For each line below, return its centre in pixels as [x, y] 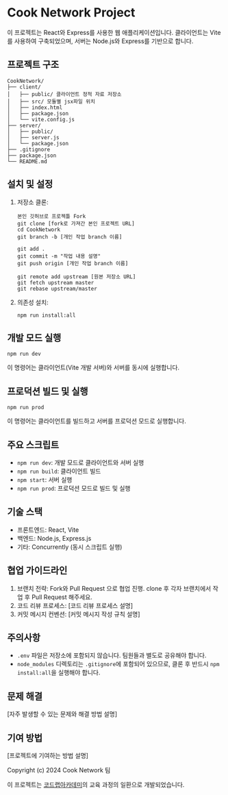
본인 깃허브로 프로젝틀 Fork [51, 216]
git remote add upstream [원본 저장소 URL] [76, 277]
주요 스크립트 [33, 444]
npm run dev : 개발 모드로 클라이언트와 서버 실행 [80, 463]
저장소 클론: [33, 202]
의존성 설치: [33, 302]
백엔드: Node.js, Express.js [54, 538]
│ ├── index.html [35, 108]
